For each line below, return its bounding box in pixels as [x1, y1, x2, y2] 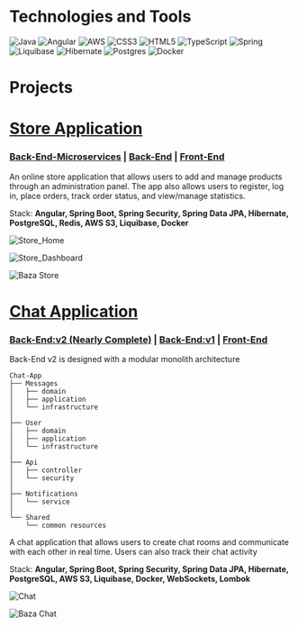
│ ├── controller [9, 466, 83, 475]
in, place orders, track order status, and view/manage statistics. [9, 190, 246, 201]
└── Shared [9, 513, 50, 522]
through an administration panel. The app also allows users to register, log [9, 180, 284, 191]
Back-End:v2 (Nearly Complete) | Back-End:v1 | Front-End [9, 333, 268, 346]
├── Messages [9, 379, 59, 388]
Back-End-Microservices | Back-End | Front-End [9, 150, 225, 163]
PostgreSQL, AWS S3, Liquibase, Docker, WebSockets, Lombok [9, 574, 250, 585]
